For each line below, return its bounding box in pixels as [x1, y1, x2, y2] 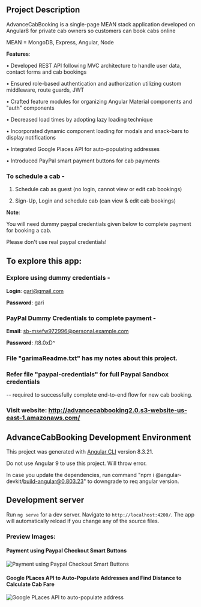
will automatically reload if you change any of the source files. [6, 517, 160, 524]
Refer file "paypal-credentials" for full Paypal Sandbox [6, 370, 169, 378]
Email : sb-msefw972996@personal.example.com [6, 328, 129, 335]
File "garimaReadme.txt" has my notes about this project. [6, 354, 178, 363]
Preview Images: [6, 532, 56, 540]
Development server [6, 495, 85, 505]
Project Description [6, 5, 80, 15]
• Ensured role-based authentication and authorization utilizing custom [6, 80, 182, 87]
